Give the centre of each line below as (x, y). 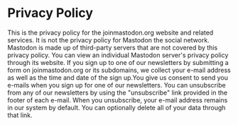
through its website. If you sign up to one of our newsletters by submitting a (118, 62)
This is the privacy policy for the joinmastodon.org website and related (110, 32)
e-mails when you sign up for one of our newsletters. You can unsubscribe (117, 85)
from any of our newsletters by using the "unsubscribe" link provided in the (118, 93)
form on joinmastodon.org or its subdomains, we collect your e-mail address (119, 70)
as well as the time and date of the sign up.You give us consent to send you (118, 77)
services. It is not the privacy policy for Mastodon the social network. (108, 40)
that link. (20, 115)
